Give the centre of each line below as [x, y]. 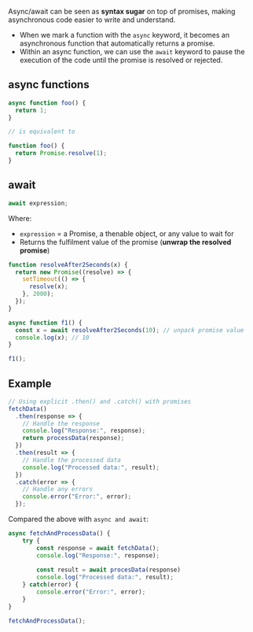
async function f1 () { [45, 323]
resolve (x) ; [48, 286]
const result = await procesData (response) [108, 570]
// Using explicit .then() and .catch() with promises [100, 401]
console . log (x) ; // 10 [52, 338]
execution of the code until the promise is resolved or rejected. [121, 60]
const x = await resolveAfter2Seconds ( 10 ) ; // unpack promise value [130, 330]
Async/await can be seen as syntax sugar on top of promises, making [122, 11]
